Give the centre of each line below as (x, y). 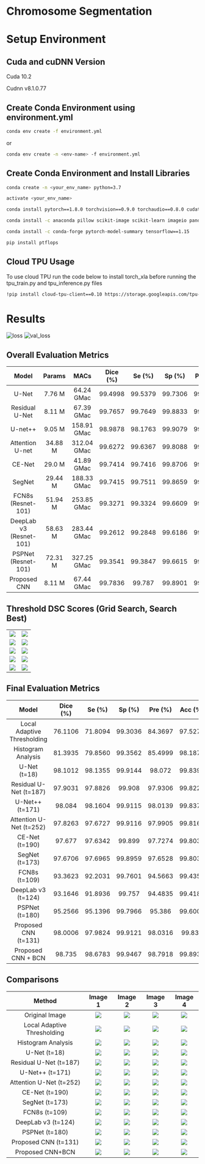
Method (45, 1001)
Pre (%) (160, 710)
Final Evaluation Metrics (53, 689)
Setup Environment (56, 39)
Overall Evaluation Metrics (58, 355)
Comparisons (33, 980)
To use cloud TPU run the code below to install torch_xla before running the (101, 276)
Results (26, 319)
